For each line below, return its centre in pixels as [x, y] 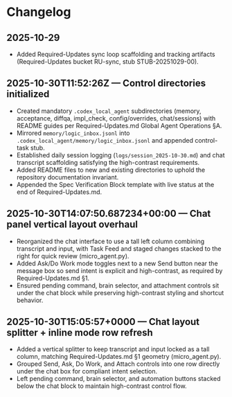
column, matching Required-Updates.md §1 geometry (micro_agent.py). [119, 357]
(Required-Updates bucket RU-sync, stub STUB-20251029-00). [107, 62]
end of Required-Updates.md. [59, 192]
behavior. [30, 300]
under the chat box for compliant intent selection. [87, 371]
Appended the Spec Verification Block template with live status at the [115, 184]
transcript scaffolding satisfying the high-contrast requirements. [108, 162]
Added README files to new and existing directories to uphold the [111, 170]
